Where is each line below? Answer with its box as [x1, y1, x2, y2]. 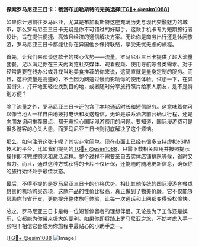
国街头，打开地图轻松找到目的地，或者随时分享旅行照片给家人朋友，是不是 [6, 83, 188, 90]
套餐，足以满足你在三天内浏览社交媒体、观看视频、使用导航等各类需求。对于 [6, 61, 193, 68]
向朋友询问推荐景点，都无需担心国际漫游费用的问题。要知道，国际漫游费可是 [6, 118, 193, 125]
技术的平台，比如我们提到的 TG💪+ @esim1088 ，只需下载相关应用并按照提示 [6, 145, 190, 152]
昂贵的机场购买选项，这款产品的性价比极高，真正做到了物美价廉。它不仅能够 [6, 188, 193, 195]
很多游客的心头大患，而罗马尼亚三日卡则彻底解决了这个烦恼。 [6, 125, 157, 132]
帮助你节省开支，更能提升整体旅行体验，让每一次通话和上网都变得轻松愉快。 [6, 195, 193, 202]
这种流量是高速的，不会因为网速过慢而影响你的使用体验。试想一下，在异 [16, 75, 193, 83]
